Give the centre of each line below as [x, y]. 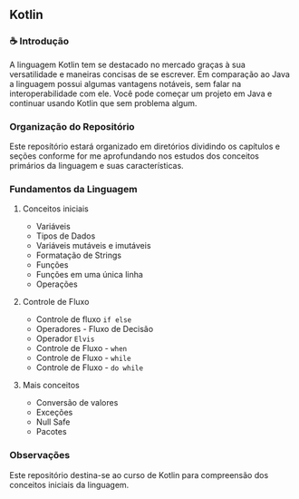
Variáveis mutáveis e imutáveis [93, 246]
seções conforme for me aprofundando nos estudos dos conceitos [135, 156]
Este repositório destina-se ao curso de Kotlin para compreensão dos [139, 475]
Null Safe [53, 422]
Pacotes [51, 432]
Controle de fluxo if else [84, 319]
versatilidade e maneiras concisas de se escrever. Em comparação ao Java [149, 74]
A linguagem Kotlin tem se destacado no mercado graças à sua [128, 64]
